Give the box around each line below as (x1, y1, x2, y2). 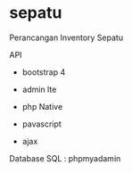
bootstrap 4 (21, 66, 66, 78)
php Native (21, 101, 63, 111)
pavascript (21, 119, 62, 129)
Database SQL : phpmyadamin (9, 152, 121, 163)
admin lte (21, 84, 57, 95)
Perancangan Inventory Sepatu (9, 32, 123, 43)
